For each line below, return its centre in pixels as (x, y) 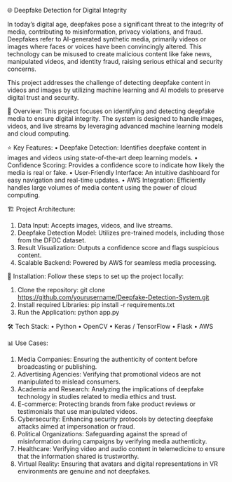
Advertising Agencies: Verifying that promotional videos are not (109, 374)
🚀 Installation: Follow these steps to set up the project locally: (96, 276)
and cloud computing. (39, 133)
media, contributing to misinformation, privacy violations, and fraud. (105, 32)
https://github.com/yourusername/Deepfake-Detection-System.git (113, 297)
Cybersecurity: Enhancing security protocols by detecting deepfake (115, 419)
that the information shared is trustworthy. (78, 456)
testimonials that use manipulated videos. (77, 411)
